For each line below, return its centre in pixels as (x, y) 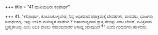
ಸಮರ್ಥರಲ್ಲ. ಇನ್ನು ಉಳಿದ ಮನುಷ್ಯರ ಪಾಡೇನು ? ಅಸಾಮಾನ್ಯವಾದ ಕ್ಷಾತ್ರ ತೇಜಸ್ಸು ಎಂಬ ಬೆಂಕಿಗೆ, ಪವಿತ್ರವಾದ (78, 22)
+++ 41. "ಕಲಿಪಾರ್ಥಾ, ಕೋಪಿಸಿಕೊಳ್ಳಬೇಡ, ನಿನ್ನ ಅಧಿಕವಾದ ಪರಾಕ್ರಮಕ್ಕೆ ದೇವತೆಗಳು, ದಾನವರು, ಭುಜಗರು (79, 16)
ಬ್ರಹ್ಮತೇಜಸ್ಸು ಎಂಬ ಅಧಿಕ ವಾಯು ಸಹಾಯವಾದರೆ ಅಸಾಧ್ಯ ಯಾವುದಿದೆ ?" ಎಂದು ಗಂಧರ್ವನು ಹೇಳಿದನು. (76, 27)
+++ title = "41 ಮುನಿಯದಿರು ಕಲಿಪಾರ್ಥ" (38, 7)
